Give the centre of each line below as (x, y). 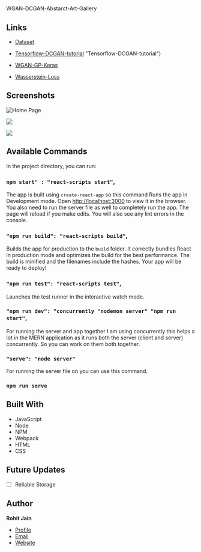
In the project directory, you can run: (51, 166)
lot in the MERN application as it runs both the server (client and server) (95, 338)
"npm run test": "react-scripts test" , (64, 284)
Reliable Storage (35, 484)
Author (19, 504)
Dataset (25, 42)
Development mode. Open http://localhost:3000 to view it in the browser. (97, 201)
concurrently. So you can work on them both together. (73, 344)
